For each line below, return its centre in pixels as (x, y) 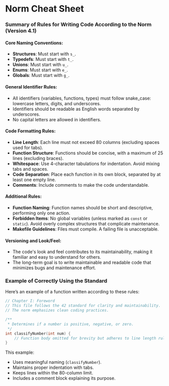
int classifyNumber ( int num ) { (38, 333)
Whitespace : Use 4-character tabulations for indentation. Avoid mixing (86, 164)
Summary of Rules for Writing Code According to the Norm (78, 25)
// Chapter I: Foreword (30, 301)
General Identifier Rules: (31, 87)
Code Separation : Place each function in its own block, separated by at (87, 174)
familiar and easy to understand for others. (57, 257)
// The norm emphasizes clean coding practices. (57, 311)
